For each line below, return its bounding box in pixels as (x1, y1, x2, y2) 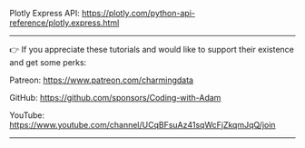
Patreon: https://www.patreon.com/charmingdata (9, 74, 193, 85)
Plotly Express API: (9, 8, 80, 18)
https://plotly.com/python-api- (81, 8, 195, 18)
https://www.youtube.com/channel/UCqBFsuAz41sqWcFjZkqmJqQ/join (9, 120, 276, 130)
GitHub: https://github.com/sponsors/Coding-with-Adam (9, 93, 221, 103)
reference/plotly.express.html (9, 17, 120, 28)
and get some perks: (9, 57, 87, 67)
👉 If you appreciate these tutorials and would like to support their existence (9, 44, 295, 54)
